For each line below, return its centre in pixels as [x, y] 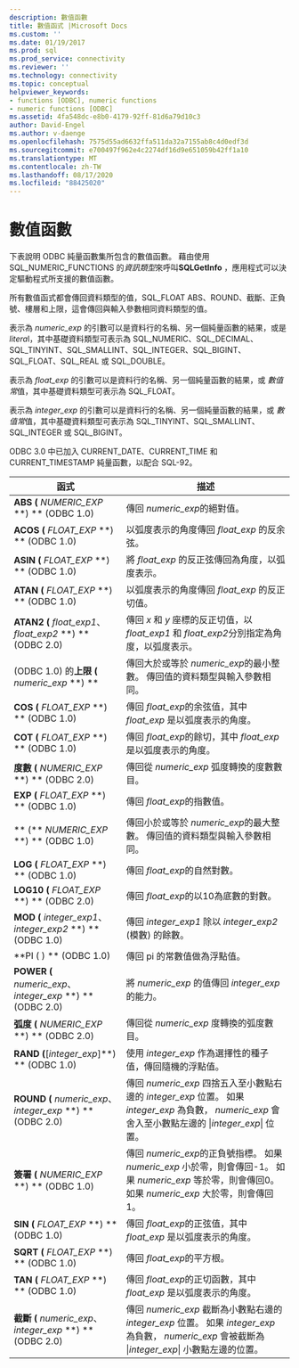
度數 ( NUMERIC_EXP [58, 768]
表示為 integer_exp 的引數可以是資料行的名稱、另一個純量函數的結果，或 [142, 410]
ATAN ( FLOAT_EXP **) [63, 591]
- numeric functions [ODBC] [61, 109]
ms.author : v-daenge [48, 134]
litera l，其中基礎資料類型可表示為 [70, 339]
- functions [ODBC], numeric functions [83, 100]
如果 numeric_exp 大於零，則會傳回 [200, 1193]
